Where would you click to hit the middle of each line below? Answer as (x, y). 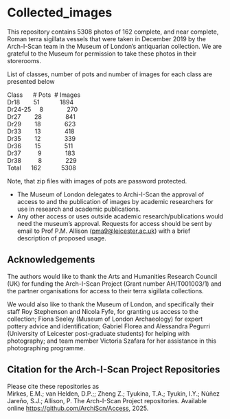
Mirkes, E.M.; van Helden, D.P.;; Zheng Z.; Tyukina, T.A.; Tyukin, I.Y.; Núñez (113, 394)
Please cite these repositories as (53, 386)
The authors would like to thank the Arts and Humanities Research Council (112, 276)
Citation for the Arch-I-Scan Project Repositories (114, 370)
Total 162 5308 (42, 168)
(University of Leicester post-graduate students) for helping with (99, 333)
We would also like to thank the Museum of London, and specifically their (111, 304)
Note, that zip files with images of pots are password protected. (97, 181)
